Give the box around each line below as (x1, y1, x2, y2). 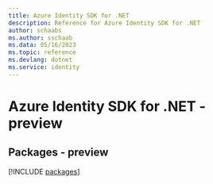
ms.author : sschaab (8, 33, 73, 42)
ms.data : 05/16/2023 (8, 41, 77, 49)
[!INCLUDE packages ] (8, 167, 80, 176)
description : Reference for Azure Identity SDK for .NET (8, 19, 201, 27)
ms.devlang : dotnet (8, 56, 73, 64)
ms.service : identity (8, 63, 80, 71)
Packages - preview (8, 146, 109, 159)
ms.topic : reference (8, 48, 77, 56)
